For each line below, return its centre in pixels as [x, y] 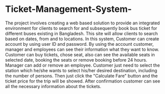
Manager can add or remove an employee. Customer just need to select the [82, 65]
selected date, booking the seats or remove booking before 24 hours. [76, 60]
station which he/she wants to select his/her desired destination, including [81, 70]
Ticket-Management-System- [69, 9]
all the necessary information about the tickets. [53, 86]
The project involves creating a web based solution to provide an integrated [82, 23]
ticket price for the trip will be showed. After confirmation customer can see [83, 81]
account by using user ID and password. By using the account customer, [80, 44]
